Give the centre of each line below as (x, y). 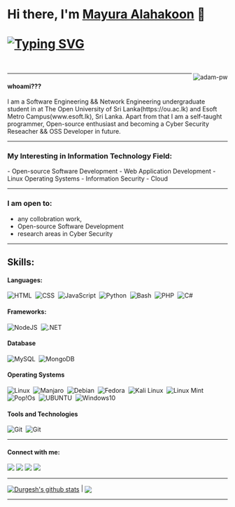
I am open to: (30, 204)
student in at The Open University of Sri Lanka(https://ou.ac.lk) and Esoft (112, 109)
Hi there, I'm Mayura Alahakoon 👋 (106, 14)
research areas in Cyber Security (65, 233)
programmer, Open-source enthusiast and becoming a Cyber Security (108, 124)
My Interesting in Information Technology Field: (90, 156)
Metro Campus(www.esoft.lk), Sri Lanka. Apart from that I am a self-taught (115, 117)
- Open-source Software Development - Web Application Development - (112, 172)
